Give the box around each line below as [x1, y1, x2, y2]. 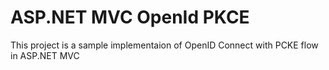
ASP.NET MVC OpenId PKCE [10, 6, 250, 29]
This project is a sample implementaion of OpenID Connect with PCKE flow [10, 39, 319, 51]
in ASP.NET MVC [10, 49, 80, 61]
